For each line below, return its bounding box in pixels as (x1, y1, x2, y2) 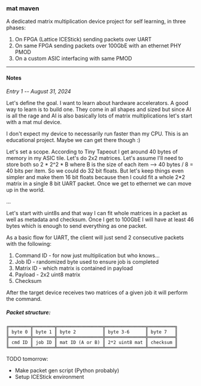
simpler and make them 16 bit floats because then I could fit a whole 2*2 (6, 173, 185, 180)
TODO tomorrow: (6, 355, 48, 363)
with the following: (6, 240, 52, 247)
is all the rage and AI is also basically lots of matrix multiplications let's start (6, 112, 193, 119)
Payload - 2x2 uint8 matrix (14, 271, 81, 278)
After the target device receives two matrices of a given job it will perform (6, 289, 188, 296)
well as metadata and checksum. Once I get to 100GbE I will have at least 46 (6, 216, 194, 223)
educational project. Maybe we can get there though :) (6, 136, 141, 143)
